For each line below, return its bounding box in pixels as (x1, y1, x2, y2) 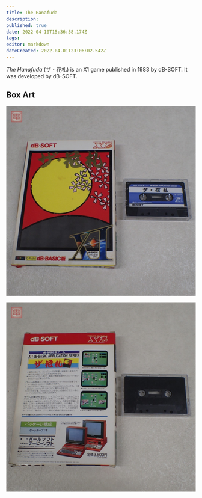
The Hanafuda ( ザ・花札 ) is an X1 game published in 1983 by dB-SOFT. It (6, 66, 188, 73)
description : (6, 16, 39, 22)
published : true (6, 22, 47, 28)
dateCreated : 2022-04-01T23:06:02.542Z (6, 48, 106, 54)
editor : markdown (6, 41, 50, 48)
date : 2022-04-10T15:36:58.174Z (6, 29, 87, 35)
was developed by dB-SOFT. (6, 72, 78, 79)
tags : (6, 35, 20, 41)
